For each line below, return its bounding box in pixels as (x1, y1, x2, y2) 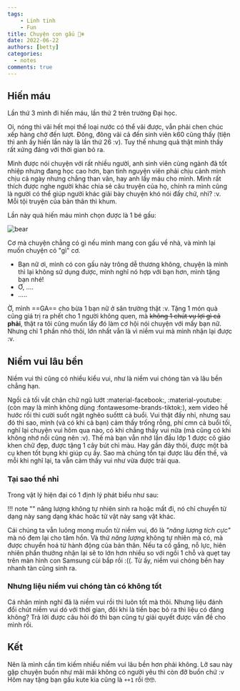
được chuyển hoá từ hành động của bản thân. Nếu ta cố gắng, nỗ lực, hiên (7, 540, 226, 550)
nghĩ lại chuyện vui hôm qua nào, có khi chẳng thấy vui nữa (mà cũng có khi (7, 426, 231, 435)
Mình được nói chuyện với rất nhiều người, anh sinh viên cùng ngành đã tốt (7, 159, 227, 168)
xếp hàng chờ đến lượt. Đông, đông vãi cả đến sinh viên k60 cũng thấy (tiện (7, 130, 231, 139)
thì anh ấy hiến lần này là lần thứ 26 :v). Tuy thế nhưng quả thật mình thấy (7, 138, 224, 146)
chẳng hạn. (7, 382, 41, 390)
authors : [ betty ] (7, 44, 59, 51)
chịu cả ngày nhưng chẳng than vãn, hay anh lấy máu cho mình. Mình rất (7, 174, 221, 183)
